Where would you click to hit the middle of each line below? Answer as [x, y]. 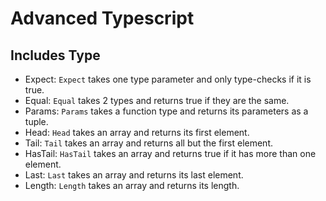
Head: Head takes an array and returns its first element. [137, 132]
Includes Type [55, 55]
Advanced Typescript [102, 18]
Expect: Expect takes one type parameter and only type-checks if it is [168, 79]
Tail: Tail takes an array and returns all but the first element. [148, 143]
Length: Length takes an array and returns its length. [132, 185]
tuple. [36, 121]
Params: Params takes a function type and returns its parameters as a [166, 111]
